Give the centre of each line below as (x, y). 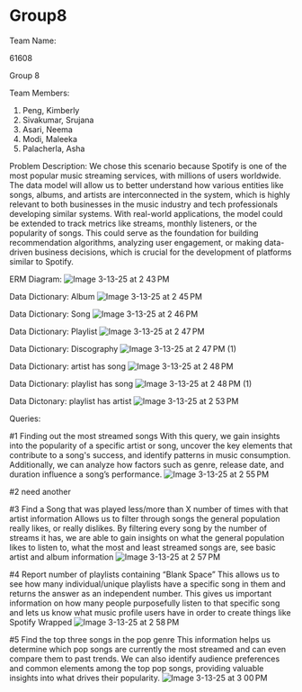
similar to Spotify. (42, 261)
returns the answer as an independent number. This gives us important (141, 593)
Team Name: (33, 40)
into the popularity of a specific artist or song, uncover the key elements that (151, 445)
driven (21, 252)
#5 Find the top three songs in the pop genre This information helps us (140, 639)
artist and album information (62, 557)
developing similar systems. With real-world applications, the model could (146, 213)
